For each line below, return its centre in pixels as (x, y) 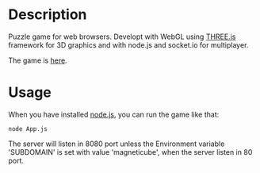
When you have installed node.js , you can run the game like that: (114, 114)
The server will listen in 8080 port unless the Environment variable (117, 144)
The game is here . (38, 60)
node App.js (28, 129)
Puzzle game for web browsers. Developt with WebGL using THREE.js (122, 37)
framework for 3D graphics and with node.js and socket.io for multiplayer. (128, 44)
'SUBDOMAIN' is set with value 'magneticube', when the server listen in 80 (130, 152)
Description (48, 15)
